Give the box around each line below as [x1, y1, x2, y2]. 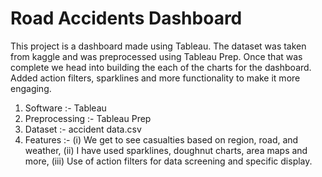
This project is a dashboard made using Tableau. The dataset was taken [10, 40, 307, 52]
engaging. [10, 82, 52, 94]
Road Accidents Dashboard [10, 7, 243, 30]
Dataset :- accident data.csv [24, 123, 142, 135]
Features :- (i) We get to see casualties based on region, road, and [24, 133, 299, 146]
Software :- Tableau [24, 102, 107, 114]
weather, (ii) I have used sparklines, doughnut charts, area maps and [24, 144, 308, 156]
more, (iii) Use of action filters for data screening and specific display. [24, 155, 313, 167]
